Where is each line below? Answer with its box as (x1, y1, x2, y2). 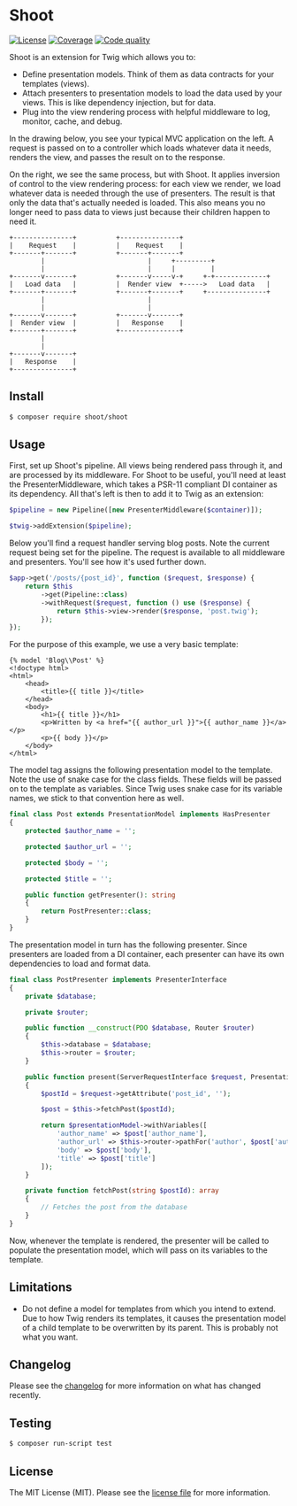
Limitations (9, 1280, 72, 1295)
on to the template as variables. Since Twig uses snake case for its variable (9, 784, 283, 794)
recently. (9, 1390, 42, 1401)
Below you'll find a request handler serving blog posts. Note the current (9, 537, 270, 549)
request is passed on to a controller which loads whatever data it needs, (9, 143, 272, 153)
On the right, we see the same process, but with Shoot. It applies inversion (9, 169, 280, 180)
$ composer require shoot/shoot (9, 413, 128, 421)
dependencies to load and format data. (9, 958, 151, 969)
